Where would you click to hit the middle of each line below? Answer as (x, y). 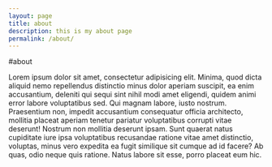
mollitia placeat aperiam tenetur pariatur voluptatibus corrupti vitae (120, 120)
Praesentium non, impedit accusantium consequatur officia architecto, (126, 112)
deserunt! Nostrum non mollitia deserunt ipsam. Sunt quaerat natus (121, 129)
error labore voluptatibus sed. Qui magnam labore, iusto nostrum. (118, 103)
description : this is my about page (70, 31)
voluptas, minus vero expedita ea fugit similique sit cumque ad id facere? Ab (136, 146)
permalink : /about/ (41, 39)
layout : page (30, 16)
